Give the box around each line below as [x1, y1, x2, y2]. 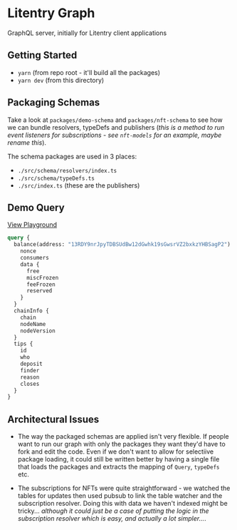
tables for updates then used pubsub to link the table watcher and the [17, 491, 223, 500]
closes [20, 380, 40, 387]
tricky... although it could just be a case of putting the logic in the [17, 506, 209, 515]
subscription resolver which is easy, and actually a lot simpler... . [17, 514, 206, 523]
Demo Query [7, 201, 65, 213]
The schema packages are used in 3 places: [7, 152, 137, 160]
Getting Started [7, 49, 78, 61]
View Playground [7, 220, 58, 229]
